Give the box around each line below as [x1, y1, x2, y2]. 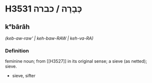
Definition [5, 47, 29, 54]
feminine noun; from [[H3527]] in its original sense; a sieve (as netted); [5, 58, 147, 64]
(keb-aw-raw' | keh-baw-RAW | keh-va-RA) [5, 35, 94, 41]
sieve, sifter [12, 73, 36, 79]
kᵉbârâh [5, 23, 30, 31]
